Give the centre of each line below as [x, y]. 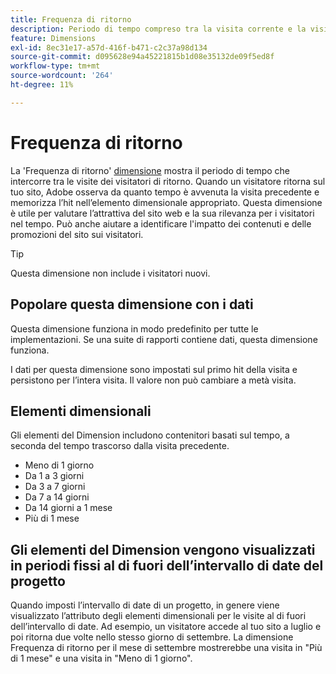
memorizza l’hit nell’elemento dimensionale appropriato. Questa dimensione [166, 202]
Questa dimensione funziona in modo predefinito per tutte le [134, 328]
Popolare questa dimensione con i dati [132, 304]
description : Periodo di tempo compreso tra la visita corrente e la [158, 29]
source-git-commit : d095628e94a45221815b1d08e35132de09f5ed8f [142, 57]
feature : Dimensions [53, 38]
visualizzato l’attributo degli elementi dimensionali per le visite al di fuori [158, 616]
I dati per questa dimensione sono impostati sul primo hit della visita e [154, 369]
